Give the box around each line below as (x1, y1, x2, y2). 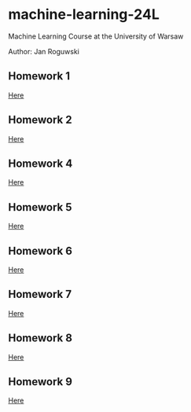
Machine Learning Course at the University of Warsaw (8, 31, 184, 41)
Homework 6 (8, 244, 73, 257)
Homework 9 (8, 375, 73, 388)
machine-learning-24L (8, 6, 160, 24)
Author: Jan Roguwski (8, 46, 80, 56)
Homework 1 (8, 69, 71, 83)
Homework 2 (8, 113, 72, 127)
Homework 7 (8, 288, 72, 301)
